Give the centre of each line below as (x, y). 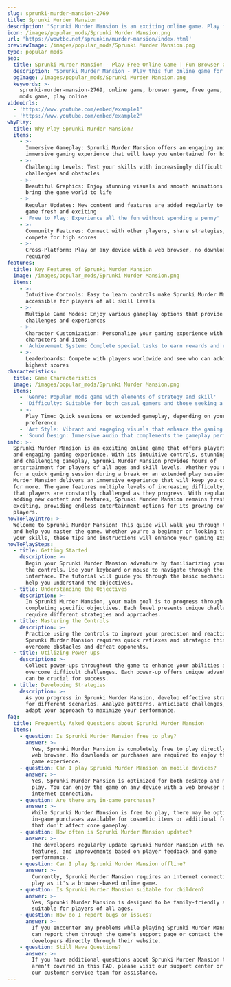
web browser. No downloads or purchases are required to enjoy (124, 755)
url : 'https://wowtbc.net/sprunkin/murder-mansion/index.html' (100, 39)
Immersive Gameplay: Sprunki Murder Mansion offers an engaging (119, 148)
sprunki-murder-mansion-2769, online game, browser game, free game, (121, 90)
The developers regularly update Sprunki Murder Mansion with (123, 845)
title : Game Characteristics (55, 378)
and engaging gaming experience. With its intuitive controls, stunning (120, 455)
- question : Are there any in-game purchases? (87, 800)
